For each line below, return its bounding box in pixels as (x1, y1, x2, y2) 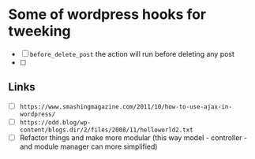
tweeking (8, 22, 71, 40)
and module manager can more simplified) (19, 142, 158, 151)
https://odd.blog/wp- (19, 118, 91, 127)
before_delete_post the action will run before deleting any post (29, 49, 235, 58)
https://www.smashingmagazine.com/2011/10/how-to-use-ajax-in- (19, 102, 233, 111)
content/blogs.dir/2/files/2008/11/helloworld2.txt (19, 126, 193, 134)
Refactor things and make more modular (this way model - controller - (19, 132, 248, 142)
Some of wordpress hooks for (8, 6, 207, 24)
